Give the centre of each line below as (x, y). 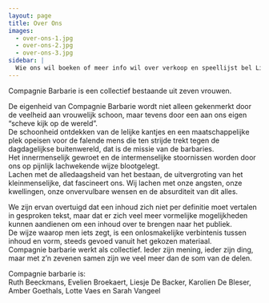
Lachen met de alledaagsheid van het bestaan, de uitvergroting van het (126, 174)
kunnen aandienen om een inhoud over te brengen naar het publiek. (120, 224)
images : (21, 30)
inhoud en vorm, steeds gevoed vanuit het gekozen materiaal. (110, 240)
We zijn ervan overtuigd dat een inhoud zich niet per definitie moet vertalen (133, 207)
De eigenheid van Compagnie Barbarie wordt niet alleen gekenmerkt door (130, 106)
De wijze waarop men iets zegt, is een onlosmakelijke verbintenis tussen (127, 232)
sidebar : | (26, 61)
